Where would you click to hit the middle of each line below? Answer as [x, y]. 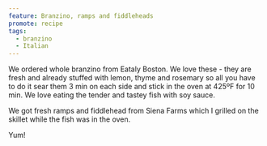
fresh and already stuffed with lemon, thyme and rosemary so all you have [132, 78]
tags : [17, 31]
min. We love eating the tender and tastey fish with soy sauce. [112, 95]
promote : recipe [36, 24]
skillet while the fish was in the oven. [70, 119]
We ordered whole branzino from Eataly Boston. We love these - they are [130, 69]
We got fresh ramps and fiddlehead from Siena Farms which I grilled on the [133, 111]
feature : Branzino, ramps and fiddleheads [81, 16]
